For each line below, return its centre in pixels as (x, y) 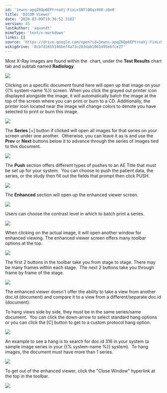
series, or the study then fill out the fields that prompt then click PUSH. (78, 176)
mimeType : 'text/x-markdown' (35, 33)
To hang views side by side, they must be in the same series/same (73, 312)
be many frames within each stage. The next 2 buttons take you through (80, 267)
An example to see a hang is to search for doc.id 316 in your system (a (77, 341)
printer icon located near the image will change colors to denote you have (81, 106)
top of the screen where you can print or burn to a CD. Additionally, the (78, 101)
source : (13, 42)
